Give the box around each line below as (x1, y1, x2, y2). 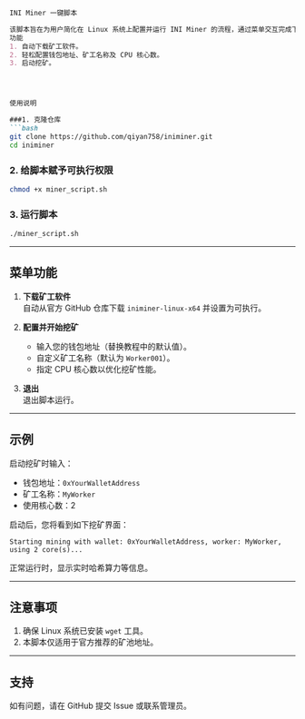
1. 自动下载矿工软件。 (9, 42, 84, 51)
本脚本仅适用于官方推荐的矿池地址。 (22, 636, 159, 648)
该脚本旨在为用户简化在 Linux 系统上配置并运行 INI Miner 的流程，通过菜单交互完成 (9, 25, 292, 34)
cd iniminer (9, 141, 54, 150)
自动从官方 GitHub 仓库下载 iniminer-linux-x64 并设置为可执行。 (22, 302, 267, 313)
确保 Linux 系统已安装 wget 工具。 (22, 625, 148, 636)
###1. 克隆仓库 (9, 115, 62, 124)
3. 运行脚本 (9, 208, 58, 221)
